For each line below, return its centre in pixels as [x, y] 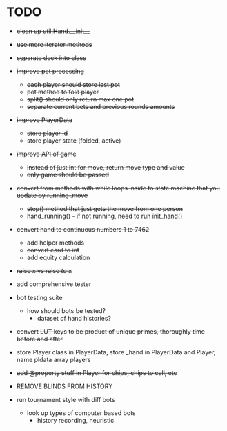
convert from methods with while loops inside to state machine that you [118, 188]
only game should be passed [68, 174]
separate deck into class [51, 58]
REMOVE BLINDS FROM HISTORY [65, 386]
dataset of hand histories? [74, 318]
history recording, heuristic [76, 420]
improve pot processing [50, 71]
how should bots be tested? [66, 310]
